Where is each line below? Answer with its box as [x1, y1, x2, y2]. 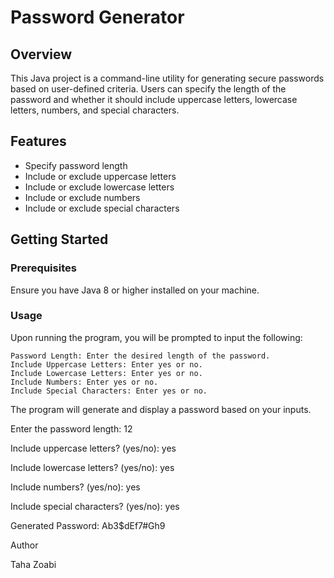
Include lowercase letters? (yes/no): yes [10, 461, 175, 473]
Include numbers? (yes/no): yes [10, 481, 141, 493]
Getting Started [10, 231, 109, 248]
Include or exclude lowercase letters [24, 181, 175, 193]
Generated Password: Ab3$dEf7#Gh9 [10, 519, 166, 531]
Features [10, 133, 67, 150]
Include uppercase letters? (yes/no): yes [10, 442, 177, 454]
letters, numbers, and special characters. [10, 104, 180, 116]
